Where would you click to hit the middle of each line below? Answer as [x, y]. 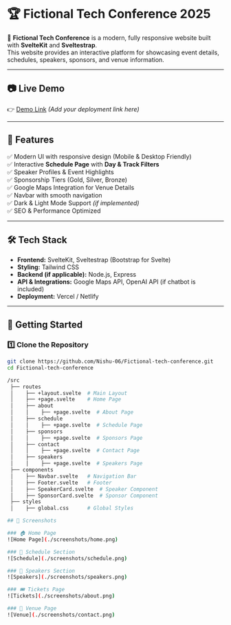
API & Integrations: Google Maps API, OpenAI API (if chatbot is [106, 282]
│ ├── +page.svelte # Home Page [66, 400]
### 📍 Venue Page [32, 608]
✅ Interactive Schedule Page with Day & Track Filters [83, 164]
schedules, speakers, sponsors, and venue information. [86, 59]
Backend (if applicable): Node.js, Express [77, 275]
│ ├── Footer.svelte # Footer [61, 483]
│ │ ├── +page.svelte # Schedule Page [76, 425]
